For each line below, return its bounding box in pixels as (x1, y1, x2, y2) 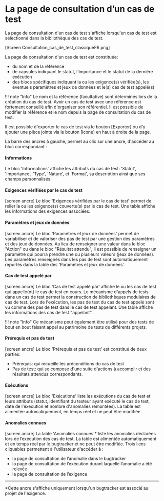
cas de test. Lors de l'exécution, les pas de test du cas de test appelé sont (5, 299, 155, 305)
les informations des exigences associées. (5, 208, 90, 214)
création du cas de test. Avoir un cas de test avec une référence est (5, 99, 142, 104)
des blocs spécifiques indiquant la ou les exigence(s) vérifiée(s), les (12, 79, 149, 85)
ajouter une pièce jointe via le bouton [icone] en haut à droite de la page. (5, 129, 151, 135)
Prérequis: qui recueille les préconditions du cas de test (12, 361, 124, 366)
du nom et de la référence (12, 63, 64, 69)
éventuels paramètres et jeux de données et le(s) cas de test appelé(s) (12, 84, 155, 90)
